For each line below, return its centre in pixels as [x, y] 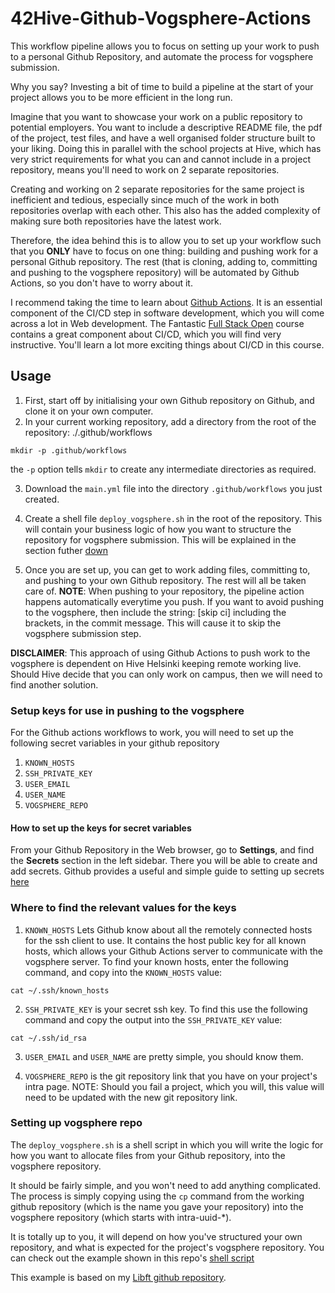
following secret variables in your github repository [115, 743]
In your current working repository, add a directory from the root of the [170, 421]
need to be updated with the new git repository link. [131, 1097]
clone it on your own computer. [89, 411]
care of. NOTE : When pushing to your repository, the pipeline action [164, 591]
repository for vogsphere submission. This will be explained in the [160, 539]
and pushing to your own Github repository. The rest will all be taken [165, 580]
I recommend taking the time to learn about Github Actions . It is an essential [166, 302]
